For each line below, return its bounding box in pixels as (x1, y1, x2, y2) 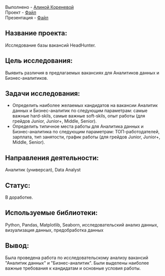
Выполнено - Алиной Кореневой (5, 4, 74, 10)
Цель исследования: (5, 56, 73, 65)
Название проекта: (5, 29, 68, 38)
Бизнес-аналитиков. (5, 75, 48, 81)
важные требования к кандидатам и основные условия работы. (5, 265, 141, 271)
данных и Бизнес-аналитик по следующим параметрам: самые (12, 108, 148, 113)
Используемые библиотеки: (5, 209, 98, 217)
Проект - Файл (5, 9, 36, 15)
